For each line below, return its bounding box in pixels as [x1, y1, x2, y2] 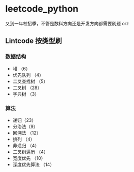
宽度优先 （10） [12, 155, 46, 161]
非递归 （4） [12, 142, 40, 148]
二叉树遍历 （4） [12, 149, 48, 155]
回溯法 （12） [12, 130, 41, 136]
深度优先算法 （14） [12, 161, 55, 167]
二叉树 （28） [12, 84, 42, 91]
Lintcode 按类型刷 [5, 36, 62, 46]
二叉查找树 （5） [12, 78, 48, 84]
